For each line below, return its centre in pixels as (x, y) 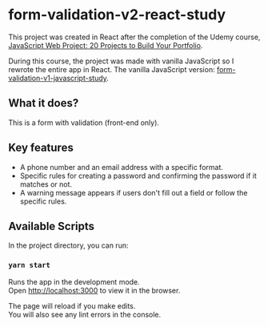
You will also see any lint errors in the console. (85, 314)
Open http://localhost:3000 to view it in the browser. (94, 290)
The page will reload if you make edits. (72, 305)
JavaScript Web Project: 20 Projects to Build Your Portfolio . (106, 45)
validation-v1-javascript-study (58, 78)
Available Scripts (51, 226)
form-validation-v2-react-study (117, 15)
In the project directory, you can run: (68, 245)
